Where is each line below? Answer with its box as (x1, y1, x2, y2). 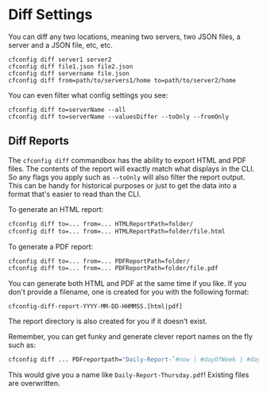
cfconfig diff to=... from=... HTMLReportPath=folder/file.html (8, 227, 226, 235)
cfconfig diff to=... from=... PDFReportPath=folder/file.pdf (8, 265, 219, 272)
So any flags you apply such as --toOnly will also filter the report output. (8, 172, 246, 182)
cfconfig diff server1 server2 (8, 56, 112, 64)
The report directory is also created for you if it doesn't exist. (8, 316, 208, 326)
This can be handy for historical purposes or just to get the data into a (8, 180, 237, 190)
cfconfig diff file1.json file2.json (8, 62, 133, 71)
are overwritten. (8, 379, 61, 388)
